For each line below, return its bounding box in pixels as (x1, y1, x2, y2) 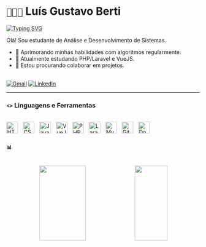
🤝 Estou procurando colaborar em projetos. (15, 61, 124, 69)
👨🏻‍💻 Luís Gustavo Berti (6, 4, 121, 18)
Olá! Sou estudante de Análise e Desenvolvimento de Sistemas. (6, 36, 167, 44)
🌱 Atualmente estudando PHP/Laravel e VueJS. (15, 55, 135, 62)
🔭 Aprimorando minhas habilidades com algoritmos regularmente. (15, 48, 182, 56)
